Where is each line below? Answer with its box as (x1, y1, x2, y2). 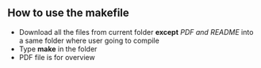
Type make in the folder (18, 43, 98, 54)
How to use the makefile (7, 6, 130, 20)
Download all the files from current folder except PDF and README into (18, 27, 254, 36)
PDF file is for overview (18, 52, 96, 62)
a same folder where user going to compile (18, 36, 159, 45)
